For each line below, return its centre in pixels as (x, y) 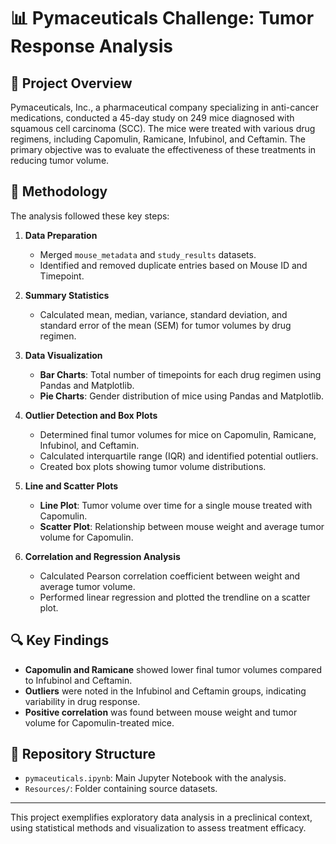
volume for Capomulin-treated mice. (99, 722)
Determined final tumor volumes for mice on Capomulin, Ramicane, (178, 434)
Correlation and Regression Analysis (102, 556)
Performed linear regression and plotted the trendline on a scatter (175, 597)
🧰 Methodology (59, 191)
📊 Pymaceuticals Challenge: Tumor (162, 18)
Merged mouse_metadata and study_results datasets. (148, 254)
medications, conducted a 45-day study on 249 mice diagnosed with (152, 118)
